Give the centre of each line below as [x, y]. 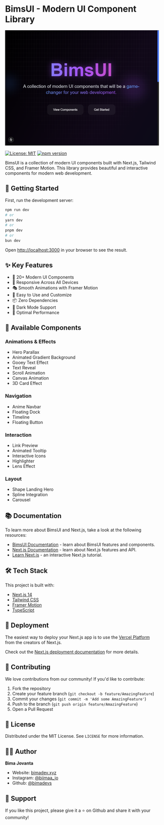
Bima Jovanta [19, 763]
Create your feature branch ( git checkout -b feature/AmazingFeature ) [83, 693]
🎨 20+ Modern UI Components [43, 277]
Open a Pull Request [33, 709]
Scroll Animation [29, 373]
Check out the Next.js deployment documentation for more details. [72, 652]
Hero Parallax [26, 352]
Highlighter [23, 461]
